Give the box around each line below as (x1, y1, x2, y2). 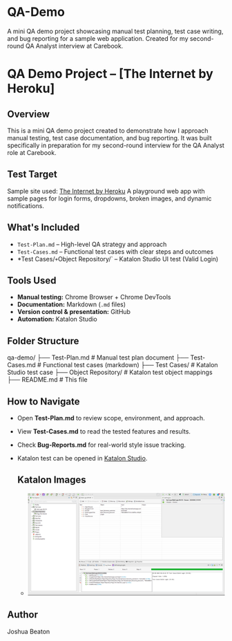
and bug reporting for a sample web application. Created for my (7, 34, 188, 42)
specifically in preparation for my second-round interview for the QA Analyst (7, 141, 224, 149)
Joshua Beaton (7, 627, 50, 635)
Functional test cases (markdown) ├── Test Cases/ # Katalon (42, 361, 219, 369)
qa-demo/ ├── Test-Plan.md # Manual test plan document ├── (7, 353, 189, 362)
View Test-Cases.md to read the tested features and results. (17, 427, 191, 436)
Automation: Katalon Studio (17, 315, 98, 324)
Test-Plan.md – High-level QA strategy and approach (17, 240, 167, 248)
